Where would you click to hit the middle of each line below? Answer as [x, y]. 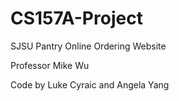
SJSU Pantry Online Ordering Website [88, 46]
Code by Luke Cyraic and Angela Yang [90, 84]
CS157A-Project [76, 18]
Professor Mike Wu [50, 65]
